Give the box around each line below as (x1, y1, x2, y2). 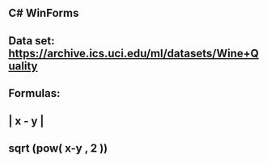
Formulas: (8, 86, 61, 100)
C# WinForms (8, 6, 79, 20)
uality (8, 59, 38, 73)
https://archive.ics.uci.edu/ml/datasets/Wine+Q (8, 46, 259, 60)
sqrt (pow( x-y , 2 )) (8, 141, 108, 155)
